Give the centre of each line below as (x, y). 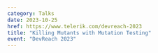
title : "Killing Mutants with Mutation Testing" (79, 33)
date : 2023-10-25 (33, 20)
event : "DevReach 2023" (42, 39)
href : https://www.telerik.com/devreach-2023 (74, 26)
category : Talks (31, 13)
